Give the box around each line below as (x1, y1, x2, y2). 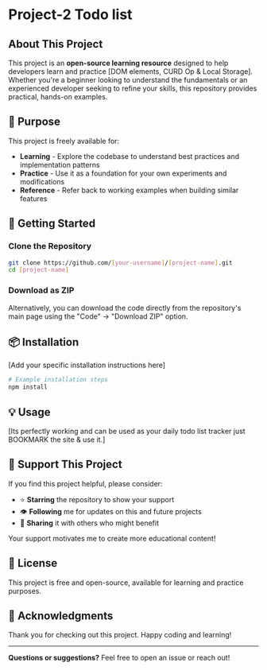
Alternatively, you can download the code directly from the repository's (8, 303, 242, 312)
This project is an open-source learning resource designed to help (8, 58, 229, 68)
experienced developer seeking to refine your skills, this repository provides (8, 83, 257, 93)
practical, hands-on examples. (8, 92, 108, 101)
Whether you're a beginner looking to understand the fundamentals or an (8, 76, 248, 84)
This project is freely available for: (8, 136, 120, 145)
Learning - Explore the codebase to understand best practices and (19, 151, 240, 161)
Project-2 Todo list (8, 6, 133, 24)
